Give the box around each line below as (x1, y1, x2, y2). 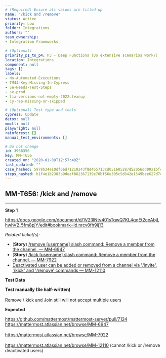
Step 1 (5, 208, 18, 214)
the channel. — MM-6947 (12, 247, 65, 252)
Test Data (5, 277, 26, 283)
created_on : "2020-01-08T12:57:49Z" (5, 158, 81, 163)
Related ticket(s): (5, 232, 40, 238)
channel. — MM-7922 (12, 257, 57, 263)
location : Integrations (5, 57, 54, 62)
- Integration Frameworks (5, 39, 58, 44)
